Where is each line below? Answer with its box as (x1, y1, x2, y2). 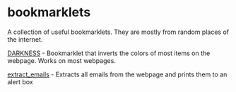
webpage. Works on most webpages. (7, 56, 117, 64)
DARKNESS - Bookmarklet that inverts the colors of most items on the (7, 49, 211, 57)
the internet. (7, 35, 43, 43)
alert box (7, 77, 33, 86)
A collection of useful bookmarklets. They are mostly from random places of (7, 28, 230, 36)
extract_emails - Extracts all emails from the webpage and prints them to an (7, 70, 228, 79)
